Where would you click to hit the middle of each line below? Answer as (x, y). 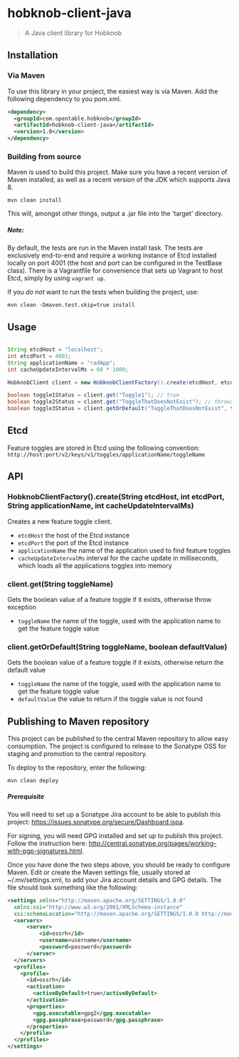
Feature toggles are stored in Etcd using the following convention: (104, 448)
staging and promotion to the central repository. (78, 753)
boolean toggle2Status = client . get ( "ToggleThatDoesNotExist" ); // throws (121, 402)
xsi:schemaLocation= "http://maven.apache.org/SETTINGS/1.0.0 (106, 914)
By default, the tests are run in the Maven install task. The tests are (105, 248)
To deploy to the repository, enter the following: (77, 767)
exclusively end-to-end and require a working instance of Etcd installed (112, 255)
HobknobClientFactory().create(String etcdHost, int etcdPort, (116, 497)
